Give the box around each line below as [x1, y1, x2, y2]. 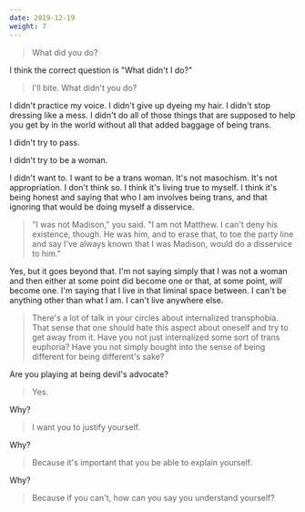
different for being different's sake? [31, 351, 165, 362]
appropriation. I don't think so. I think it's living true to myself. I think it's [9, 181, 278, 192]
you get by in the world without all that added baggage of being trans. [9, 119, 271, 130]
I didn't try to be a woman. [9, 154, 108, 165]
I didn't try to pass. [9, 137, 80, 148]
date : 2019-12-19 [9, 13, 76, 23]
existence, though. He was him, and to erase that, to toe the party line [31, 229, 294, 240]
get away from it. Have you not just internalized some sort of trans [31, 332, 280, 343]
